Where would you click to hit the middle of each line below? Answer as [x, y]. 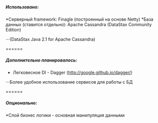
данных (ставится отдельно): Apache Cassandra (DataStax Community [79, 24]
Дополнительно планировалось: [42, 60]
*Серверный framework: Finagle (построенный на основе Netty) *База [79, 19]
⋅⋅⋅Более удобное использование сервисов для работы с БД [69, 82]
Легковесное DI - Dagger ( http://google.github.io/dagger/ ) [72, 72]
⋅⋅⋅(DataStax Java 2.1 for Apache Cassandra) [50, 39]
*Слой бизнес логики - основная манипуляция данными [65, 115]
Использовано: [22, 7]
